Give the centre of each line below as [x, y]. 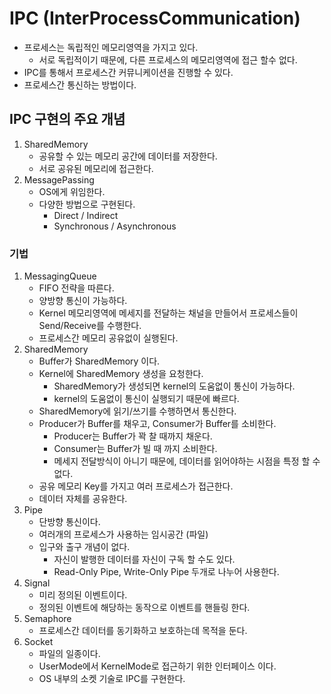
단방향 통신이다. [69, 522]
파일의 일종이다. [69, 654]
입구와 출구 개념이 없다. [84, 547]
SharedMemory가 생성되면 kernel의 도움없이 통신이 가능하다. [174, 386]
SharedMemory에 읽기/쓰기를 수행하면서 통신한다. [137, 411]
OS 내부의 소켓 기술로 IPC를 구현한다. [112, 679]
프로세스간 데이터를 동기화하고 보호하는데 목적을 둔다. [143, 631]
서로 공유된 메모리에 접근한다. [96, 168]
